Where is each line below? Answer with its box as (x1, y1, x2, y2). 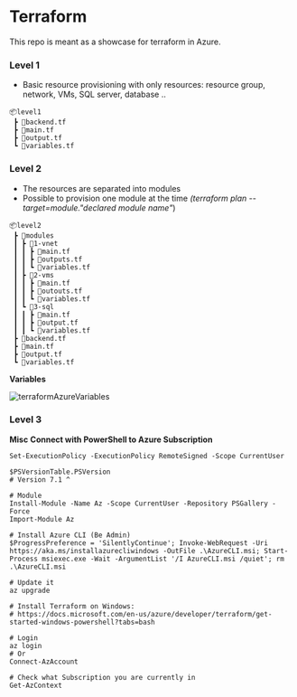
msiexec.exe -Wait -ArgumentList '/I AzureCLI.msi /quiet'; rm (42, 554, 284, 563)
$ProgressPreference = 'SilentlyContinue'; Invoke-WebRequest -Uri (9, 538, 269, 548)
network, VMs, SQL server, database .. (22, 89, 167, 100)
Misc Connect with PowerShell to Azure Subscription (9, 434, 213, 445)
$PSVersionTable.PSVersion (9, 467, 111, 476)
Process (9, 554, 39, 563)
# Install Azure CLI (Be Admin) (9, 531, 131, 540)
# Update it (9, 578, 54, 587)
